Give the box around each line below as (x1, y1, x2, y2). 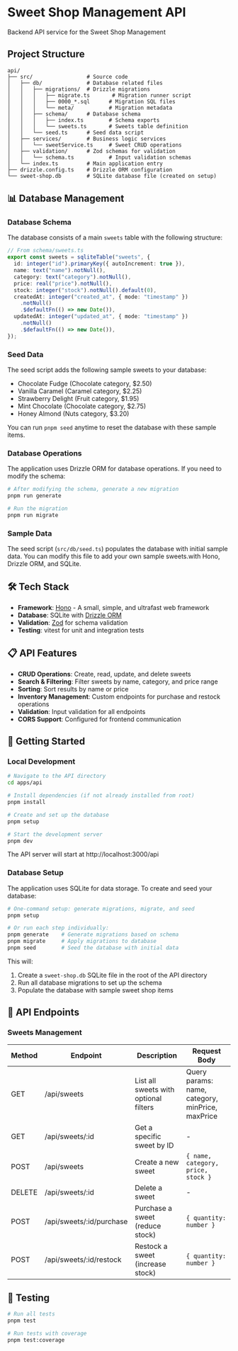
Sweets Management (7, 1028, 83, 1038)
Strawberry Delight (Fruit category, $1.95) (17, 394, 140, 402)
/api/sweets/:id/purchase (45, 1216, 128, 1226)
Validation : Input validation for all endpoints (17, 707, 146, 716)
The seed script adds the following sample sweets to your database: (7, 366, 207, 374)
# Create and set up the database (7, 811, 110, 818)
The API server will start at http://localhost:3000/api (7, 850, 159, 859)
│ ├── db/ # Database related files (7, 79, 163, 86)
